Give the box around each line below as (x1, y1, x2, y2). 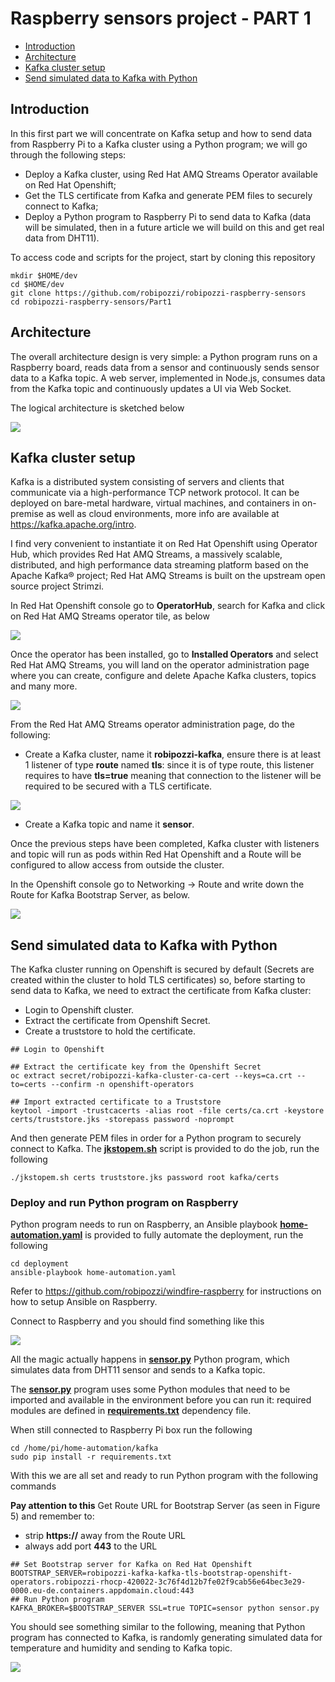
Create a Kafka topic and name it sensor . (24, 818, 195, 831)
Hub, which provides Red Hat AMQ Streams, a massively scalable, (10, 548, 283, 561)
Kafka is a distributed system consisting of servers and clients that (10, 476, 285, 488)
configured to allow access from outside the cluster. (10, 859, 225, 871)
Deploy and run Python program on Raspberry (10, 1196, 239, 1210)
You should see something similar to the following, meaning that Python (10, 1621, 306, 1633)
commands (10, 1480, 57, 1492)
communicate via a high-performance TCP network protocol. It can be (10, 487, 300, 499)
